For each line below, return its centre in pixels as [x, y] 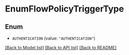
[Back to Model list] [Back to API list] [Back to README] [61, 48]
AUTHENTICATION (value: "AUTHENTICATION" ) [54, 38]
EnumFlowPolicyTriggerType [64, 9]
